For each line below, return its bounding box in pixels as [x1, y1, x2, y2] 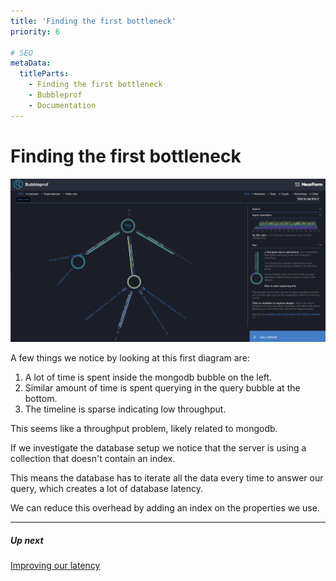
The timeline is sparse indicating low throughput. [24, 403, 227, 415]
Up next [10, 535, 44, 546]
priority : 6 [10, 26, 60, 37]
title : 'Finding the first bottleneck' [10, 16, 177, 26]
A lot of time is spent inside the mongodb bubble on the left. [24, 371, 273, 384]
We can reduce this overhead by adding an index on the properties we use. [10, 502, 320, 514]
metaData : [10, 58, 52, 69]
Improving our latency [10, 560, 101, 572]
